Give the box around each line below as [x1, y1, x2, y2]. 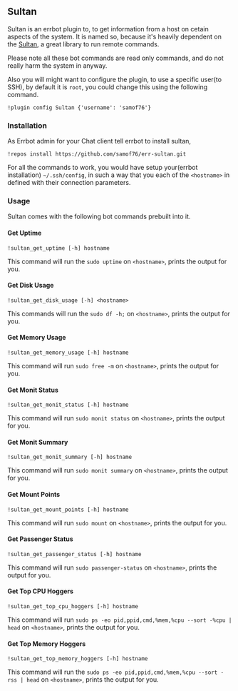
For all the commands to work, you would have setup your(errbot [7, 163, 198, 172]
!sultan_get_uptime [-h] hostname [7, 244, 110, 252]
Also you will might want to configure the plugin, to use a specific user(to [7, 75, 222, 84]
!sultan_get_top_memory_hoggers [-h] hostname [7, 655, 148, 662]
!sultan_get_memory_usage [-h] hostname [7, 349, 130, 356]
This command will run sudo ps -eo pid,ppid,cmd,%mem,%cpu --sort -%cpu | [7, 615, 232, 624]
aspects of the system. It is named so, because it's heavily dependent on [7, 32, 222, 41]
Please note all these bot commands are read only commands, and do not [7, 54, 224, 62]
